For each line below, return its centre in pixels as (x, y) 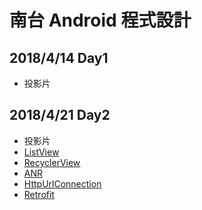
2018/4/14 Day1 (59, 57)
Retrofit (39, 194)
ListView (41, 152)
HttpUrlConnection (62, 183)
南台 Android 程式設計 (100, 20)
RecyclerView (52, 162)
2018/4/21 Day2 (60, 115)
